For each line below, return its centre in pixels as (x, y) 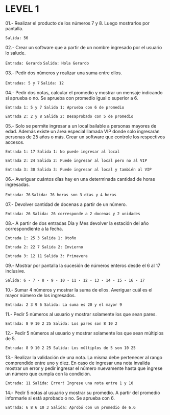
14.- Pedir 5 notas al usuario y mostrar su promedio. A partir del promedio (83, 392)
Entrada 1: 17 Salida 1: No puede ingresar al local (63, 152)
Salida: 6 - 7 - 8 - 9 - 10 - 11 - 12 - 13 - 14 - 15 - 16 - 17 (75, 280)
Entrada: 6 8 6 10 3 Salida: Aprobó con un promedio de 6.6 (71, 407)
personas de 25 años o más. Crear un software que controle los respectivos (85, 137)
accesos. (15, 142)
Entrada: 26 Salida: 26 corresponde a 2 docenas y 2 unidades (73, 214)
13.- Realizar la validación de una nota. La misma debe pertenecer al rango (84, 357)
